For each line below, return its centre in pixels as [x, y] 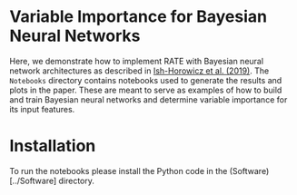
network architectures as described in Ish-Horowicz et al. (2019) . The [139, 71]
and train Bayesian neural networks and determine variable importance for [148, 99]
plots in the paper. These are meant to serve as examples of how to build [146, 90]
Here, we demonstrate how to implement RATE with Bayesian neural [137, 61]
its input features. [42, 109]
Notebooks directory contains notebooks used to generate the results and [146, 80]
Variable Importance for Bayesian [139, 17]
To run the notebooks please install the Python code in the [119, 171]
